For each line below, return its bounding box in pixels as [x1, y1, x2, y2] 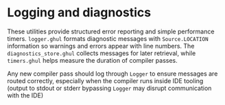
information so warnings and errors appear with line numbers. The [7, 42, 195, 50]
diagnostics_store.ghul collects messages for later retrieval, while [7, 49, 196, 57]
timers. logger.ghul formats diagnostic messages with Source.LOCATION [7, 34, 209, 42]
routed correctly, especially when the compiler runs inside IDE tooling [7, 76, 204, 85]
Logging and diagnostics [7, 5, 152, 20]
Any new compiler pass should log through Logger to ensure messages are [7, 70, 218, 78]
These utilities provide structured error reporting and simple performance [7, 27, 215, 35]
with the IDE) [7, 91, 43, 100]
